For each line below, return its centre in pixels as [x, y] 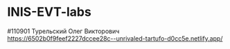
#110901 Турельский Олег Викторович [63, 31]
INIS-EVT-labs [49, 12]
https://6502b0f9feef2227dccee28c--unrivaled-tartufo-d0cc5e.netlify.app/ [115, 38]
